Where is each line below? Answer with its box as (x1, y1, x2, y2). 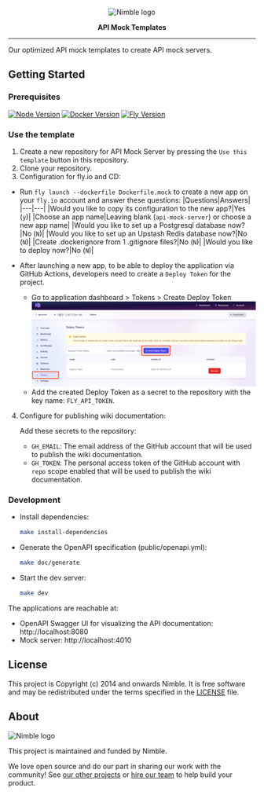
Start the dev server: (19, 573, 86, 583)
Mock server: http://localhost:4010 (19, 636, 132, 644)
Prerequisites (8, 91, 60, 102)
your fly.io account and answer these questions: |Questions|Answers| (19, 195, 251, 204)
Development (8, 495, 61, 505)
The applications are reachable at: (8, 603, 119, 613)
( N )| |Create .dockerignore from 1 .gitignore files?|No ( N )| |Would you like (19, 236, 253, 247)
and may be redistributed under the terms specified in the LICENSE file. (8, 687, 240, 697)
